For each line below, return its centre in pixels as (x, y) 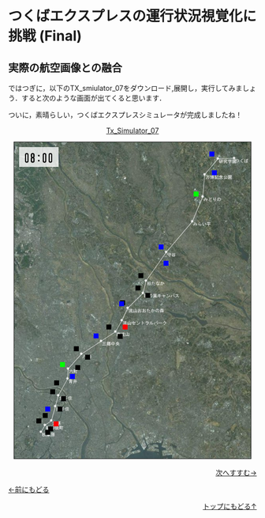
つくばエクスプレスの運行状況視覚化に (132, 16)
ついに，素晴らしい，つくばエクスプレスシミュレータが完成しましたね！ (125, 115)
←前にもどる (29, 490)
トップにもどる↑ (230, 506)
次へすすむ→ (236, 473)
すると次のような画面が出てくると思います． (93, 98)
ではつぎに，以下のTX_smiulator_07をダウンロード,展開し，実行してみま (125, 88)
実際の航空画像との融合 (65, 68)
